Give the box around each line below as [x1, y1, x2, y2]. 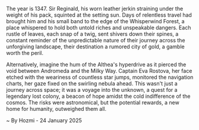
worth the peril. [6, 49, 43, 56]
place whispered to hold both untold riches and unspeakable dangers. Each [6, 24, 191, 31]
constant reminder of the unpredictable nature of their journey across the [6, 37, 185, 44]
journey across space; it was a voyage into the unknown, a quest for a [6, 86, 178, 93]
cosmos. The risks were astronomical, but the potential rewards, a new [6, 99, 179, 106]
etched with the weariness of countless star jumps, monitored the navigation [6, 74, 194, 81]
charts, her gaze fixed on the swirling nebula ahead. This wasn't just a [6, 80, 178, 87]
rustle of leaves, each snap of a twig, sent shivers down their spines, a [6, 30, 179, 38]
